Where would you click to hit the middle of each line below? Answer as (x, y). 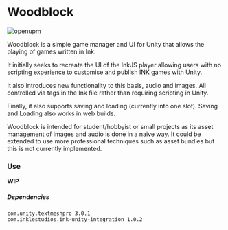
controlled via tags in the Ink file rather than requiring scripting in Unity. (108, 93)
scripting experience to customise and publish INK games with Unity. (105, 72)
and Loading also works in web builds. (61, 113)
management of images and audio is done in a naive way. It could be (104, 134)
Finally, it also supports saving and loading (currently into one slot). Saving (113, 106)
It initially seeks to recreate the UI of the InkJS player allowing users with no (114, 65)
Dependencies (28, 197)
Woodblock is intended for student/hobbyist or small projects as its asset (110, 126)
